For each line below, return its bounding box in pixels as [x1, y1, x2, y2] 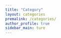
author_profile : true [5, 21, 50, 26]
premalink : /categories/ [5, 16, 57, 21]
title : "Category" [5, 7, 43, 12]
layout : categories [5, 12, 46, 17]
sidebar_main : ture [5, 26, 46, 31]
